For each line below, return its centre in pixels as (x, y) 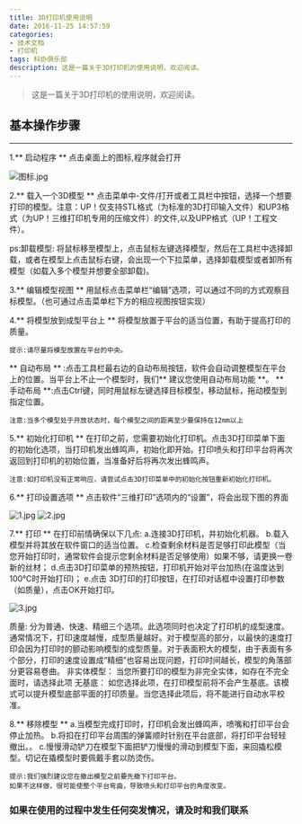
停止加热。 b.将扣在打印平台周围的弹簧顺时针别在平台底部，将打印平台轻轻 (148, 735)
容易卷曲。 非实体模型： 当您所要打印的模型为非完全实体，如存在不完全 (157, 671)
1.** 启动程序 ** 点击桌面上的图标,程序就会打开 (95, 157)
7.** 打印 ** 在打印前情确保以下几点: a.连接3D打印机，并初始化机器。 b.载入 (149, 533)
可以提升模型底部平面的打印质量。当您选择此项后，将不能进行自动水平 (147, 694)
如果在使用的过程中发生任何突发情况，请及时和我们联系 (129, 810)
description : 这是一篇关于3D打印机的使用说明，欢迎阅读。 (107, 68)
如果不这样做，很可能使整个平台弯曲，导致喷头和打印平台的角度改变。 (120, 786)
